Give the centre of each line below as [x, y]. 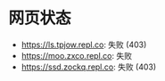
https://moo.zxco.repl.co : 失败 [77, 55]
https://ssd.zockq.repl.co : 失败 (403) [89, 67]
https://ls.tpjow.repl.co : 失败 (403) [84, 45]
